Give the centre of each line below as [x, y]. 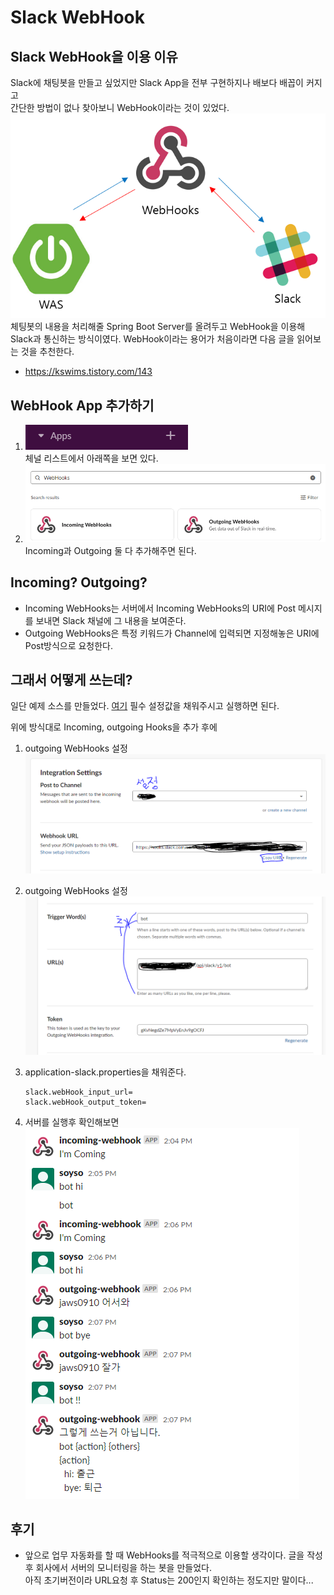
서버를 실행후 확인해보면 [72, 1122]
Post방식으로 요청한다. [69, 645]
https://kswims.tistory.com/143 [88, 372]
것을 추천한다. [47, 352]
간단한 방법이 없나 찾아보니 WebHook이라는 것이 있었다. [120, 107]
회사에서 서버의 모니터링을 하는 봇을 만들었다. [123, 1568]
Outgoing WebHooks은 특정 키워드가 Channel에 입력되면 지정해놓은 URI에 [172, 633]
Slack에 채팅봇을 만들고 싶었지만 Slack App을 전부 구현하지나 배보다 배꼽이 [157, 82]
